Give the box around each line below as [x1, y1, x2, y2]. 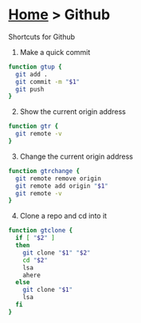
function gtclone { [8, 226, 73, 234]
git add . [15, 70, 48, 78]
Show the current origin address [19, 107, 126, 116]
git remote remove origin [15, 174, 102, 183]
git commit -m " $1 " [15, 77, 80, 85]
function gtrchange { [8, 167, 80, 175]
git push [15, 85, 45, 93]
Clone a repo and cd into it [19, 211, 108, 221]
